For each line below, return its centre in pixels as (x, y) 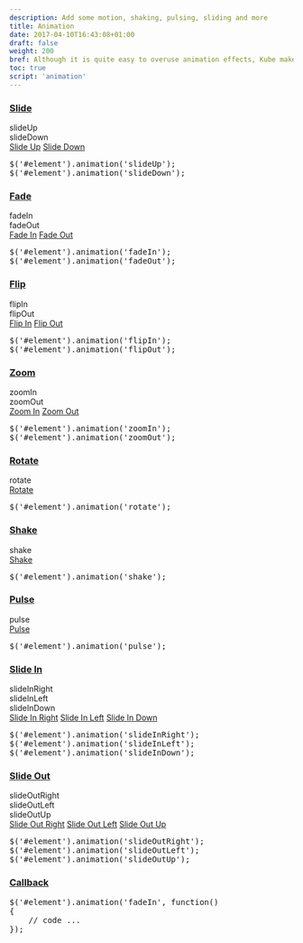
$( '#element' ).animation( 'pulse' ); (88, 646)
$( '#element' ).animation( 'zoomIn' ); (90, 428)
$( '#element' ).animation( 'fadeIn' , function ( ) (114, 902)
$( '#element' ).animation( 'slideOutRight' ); (107, 841)
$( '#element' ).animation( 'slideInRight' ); (105, 735)
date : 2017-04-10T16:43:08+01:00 (72, 34)
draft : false (34, 43)
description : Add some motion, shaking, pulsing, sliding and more (139, 18)
